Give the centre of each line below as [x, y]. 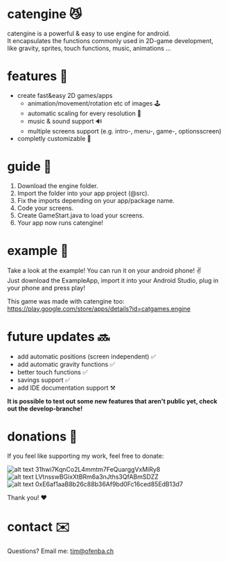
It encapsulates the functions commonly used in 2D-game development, [110, 40]
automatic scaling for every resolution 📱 [85, 113]
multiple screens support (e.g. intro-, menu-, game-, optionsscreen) [124, 131]
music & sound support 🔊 [65, 121]
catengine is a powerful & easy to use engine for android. [89, 33]
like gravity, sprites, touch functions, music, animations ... [89, 48]
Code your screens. [45, 208]
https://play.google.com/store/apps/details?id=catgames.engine [99, 308]
